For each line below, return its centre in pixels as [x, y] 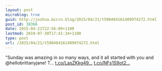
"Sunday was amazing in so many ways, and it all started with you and [79, 57]
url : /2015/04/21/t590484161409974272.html [53, 43]
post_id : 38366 [22, 24]
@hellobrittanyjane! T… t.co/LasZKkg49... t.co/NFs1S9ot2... [68, 63]
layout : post [19, 10]
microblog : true [23, 15]
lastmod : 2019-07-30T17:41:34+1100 [43, 33]
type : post [17, 39]
